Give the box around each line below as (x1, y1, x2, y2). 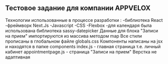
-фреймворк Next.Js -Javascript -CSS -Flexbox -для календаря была (5, 22, 152, 28)
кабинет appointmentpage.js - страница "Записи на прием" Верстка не (5, 49, 157, 55)
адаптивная (5, 54, 31, 60)
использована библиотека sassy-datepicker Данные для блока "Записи (5, 27, 158, 34)
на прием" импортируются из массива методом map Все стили (5, 33, 142, 39)
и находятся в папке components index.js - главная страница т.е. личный (5, 43, 161, 49)
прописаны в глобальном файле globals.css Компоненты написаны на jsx (5, 38, 163, 44)
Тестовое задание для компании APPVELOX (5, 4, 151, 12)
